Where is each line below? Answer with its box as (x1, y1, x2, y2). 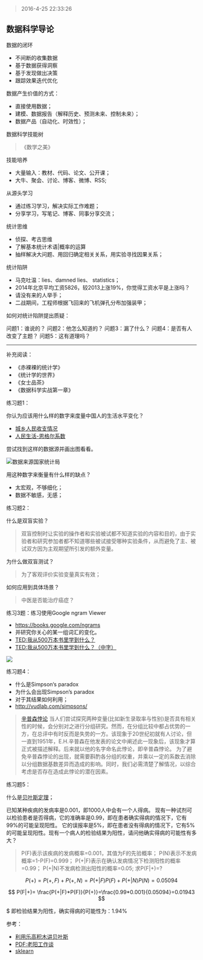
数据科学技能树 (6, 130, 43, 138)
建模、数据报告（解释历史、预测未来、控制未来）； (14, 110, 140, 117)
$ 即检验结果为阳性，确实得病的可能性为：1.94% (6, 907, 128, 915)
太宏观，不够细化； (14, 484, 63, 491)
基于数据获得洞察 (14, 62, 58, 69)
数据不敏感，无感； (14, 491, 63, 498)
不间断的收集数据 (14, 54, 58, 61)
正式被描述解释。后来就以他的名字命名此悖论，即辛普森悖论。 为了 (21, 745, 187, 752)
